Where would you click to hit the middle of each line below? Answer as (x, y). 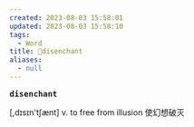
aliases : (26, 60)
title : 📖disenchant (46, 52)
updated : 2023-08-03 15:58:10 (67, 26)
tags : (19, 34)
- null (30, 69)
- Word (30, 43)
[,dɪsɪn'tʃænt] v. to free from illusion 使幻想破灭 (97, 112)
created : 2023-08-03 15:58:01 (67, 18)
